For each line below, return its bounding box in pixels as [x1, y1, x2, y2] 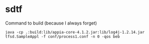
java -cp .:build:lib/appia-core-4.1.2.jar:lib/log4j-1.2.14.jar [5, 29, 144, 34]
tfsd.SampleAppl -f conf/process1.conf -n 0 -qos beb [5, 34, 120, 39]
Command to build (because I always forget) [5, 20, 97, 26]
